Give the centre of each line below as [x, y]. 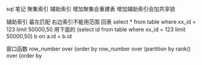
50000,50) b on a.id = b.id [39, 36]
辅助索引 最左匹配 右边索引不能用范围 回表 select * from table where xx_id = [101, 22]
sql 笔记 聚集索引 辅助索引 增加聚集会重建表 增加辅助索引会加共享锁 [91, 9]
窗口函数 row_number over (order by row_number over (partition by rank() [99, 49]
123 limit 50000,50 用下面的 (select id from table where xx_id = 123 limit [96, 29]
